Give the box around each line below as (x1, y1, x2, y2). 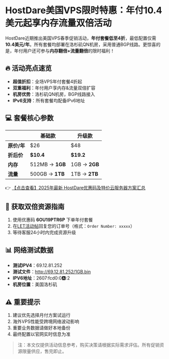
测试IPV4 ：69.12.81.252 (12, 262, 62, 269)
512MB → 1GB (30, 161, 66, 168)
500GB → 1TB (30, 170, 65, 177)
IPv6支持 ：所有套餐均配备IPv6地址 (12, 97, 85, 103)
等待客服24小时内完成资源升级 (12, 229, 76, 236)
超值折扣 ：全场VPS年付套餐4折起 (12, 78, 82, 84)
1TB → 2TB (70, 170, 99, 177)
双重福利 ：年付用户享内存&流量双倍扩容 (12, 85, 96, 91)
